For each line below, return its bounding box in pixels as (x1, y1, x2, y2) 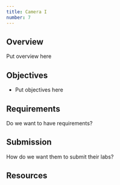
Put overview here (6, 52, 52, 60)
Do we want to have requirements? (6, 119, 93, 127)
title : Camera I (6, 8, 47, 15)
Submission (6, 137, 52, 148)
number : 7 (6, 14, 31, 20)
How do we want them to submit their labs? (6, 153, 114, 160)
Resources (6, 171, 48, 181)
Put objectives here (14, 86, 63, 93)
